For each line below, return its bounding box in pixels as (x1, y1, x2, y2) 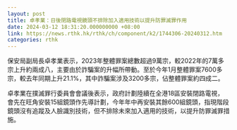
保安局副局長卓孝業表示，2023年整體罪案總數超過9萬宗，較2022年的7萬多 (7, 57, 224, 65)
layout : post (7, 10, 46, 18)
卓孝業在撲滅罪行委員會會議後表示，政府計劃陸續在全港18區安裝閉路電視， (7, 89, 224, 98)
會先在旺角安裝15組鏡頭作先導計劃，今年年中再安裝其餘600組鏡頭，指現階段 (7, 98, 229, 106)
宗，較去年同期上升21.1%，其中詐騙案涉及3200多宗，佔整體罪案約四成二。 (7, 74, 224, 83)
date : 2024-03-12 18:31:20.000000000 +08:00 (7, 23, 140, 30)
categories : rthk (7, 37, 59, 44)
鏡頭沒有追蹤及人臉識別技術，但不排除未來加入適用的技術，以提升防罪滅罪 (7, 107, 224, 115)
